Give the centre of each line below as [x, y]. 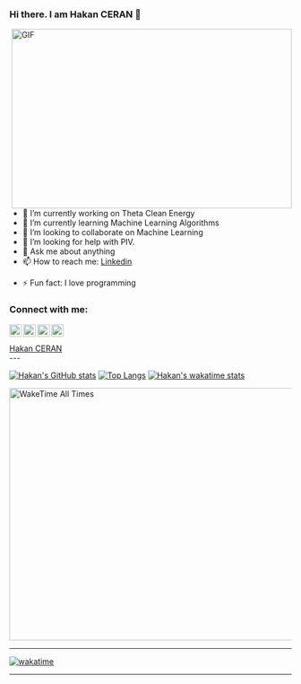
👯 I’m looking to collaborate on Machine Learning [112, 232]
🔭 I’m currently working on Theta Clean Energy [108, 214]
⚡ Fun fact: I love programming [79, 283]
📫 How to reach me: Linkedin [77, 262]
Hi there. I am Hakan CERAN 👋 [75, 14]
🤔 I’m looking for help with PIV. [78, 242]
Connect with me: [49, 310]
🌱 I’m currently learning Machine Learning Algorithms [120, 223]
